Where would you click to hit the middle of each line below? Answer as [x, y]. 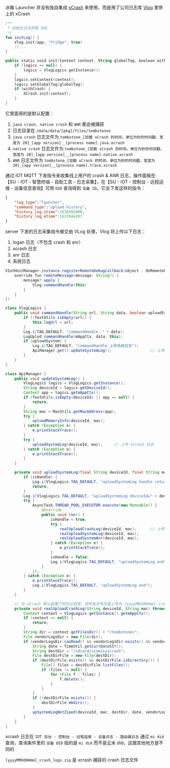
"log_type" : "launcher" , [39, 202]
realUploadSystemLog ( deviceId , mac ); [99, 534]
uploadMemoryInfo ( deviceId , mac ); [69, 421]
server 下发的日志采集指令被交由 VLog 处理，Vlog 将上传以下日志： [76, 231]
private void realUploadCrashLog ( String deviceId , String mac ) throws [90, 609]
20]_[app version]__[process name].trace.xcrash [65, 165]
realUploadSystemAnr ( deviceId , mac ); [99, 538]
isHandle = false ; [70, 557]
